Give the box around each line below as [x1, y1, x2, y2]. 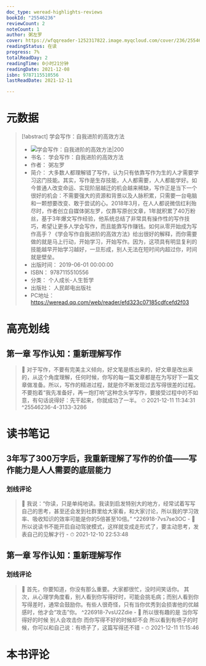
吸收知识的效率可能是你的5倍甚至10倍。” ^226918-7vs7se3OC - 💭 [32, 515, 196, 522]
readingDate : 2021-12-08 [6, 66, 70, 72]
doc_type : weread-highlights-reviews [6, 9, 103, 15]
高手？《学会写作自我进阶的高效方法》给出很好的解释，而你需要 [36, 230, 197, 238]
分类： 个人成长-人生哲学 [30, 276, 94, 284]
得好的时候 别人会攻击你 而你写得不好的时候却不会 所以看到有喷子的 [21, 616, 193, 624]
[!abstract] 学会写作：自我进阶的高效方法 [21, 133, 125, 140]
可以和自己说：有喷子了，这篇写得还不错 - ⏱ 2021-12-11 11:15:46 [37, 624, 199, 631]
